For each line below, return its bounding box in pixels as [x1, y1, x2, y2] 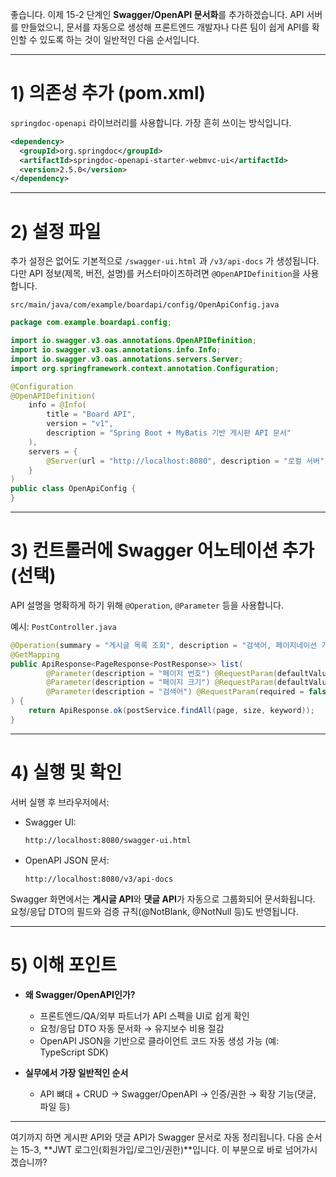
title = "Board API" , [46, 409, 137, 420]
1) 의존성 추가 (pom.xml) [10, 82, 207, 105]
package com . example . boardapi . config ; [10, 318, 172, 328]
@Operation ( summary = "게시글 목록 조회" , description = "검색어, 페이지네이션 [10, 640, 318, 650]
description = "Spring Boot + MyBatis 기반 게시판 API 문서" [46, 428, 292, 438]
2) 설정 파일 [10, 220, 102, 243]
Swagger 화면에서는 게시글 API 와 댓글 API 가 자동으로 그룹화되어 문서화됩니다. [10, 893, 316, 905]
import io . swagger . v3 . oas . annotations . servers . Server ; [10, 354, 244, 364]
